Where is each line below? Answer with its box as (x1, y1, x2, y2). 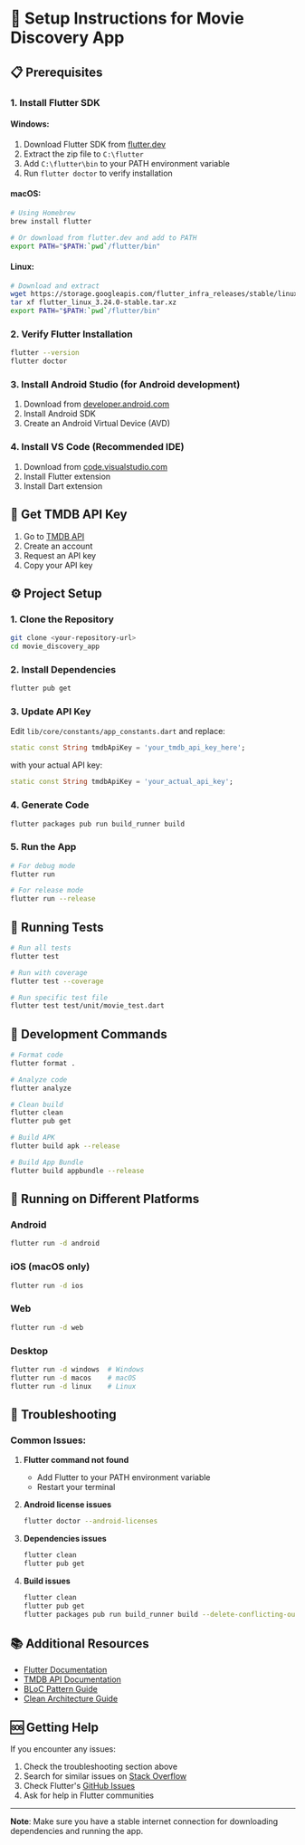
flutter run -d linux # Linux (10, 1381, 137, 1391)
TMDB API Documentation (23, 1674, 121, 1685)
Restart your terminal (36, 1482, 116, 1493)
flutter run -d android (10, 1239, 100, 1248)
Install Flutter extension (23, 471, 111, 482)
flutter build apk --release (10, 1142, 120, 1151)
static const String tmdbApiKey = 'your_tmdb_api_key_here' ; (10, 743, 246, 752)
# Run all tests (10, 943, 71, 952)
